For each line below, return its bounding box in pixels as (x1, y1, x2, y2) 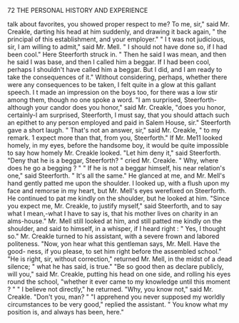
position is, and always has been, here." (7, 308, 124, 316)
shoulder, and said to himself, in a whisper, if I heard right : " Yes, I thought (7, 225, 226, 232)
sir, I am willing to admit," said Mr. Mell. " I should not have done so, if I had (7, 43, 228, 51)
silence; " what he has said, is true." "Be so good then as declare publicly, (7, 262, 224, 270)
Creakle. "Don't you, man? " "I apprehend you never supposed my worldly (7, 292, 225, 301)
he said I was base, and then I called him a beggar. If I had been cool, (7, 58, 211, 66)
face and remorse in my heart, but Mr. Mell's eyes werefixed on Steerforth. (7, 187, 227, 195)
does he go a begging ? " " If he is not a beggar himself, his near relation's (7, 164, 226, 172)
